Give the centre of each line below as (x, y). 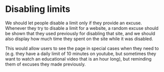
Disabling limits (38, 9)
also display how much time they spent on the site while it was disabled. (79, 39)
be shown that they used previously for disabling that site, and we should (80, 33)
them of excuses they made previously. (45, 64)
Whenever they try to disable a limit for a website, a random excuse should (82, 28)
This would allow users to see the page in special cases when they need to (82, 48)
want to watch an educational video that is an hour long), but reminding (79, 59)
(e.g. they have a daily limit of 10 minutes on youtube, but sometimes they (81, 54)
